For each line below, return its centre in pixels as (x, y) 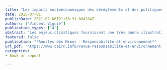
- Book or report (23, 55)
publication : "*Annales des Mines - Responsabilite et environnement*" (81, 42)
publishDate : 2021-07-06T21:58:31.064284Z (50, 19)
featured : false (22, 37)
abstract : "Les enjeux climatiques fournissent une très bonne (72, 33)
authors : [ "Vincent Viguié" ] (35, 23)
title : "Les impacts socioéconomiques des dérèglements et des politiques (84, 10)
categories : (17, 51)
